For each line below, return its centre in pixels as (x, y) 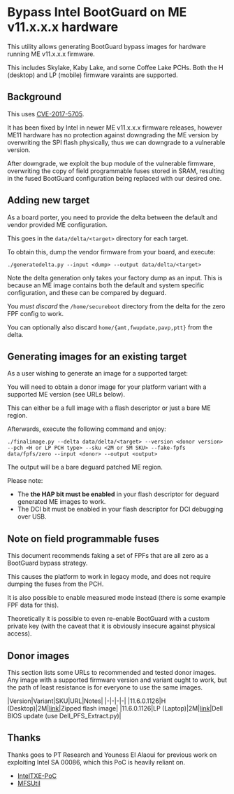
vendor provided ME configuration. (58, 224)
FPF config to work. (36, 313)
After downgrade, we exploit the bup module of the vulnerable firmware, (111, 163)
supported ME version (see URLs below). (66, 395)
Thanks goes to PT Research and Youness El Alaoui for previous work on (112, 755)
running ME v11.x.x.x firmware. (51, 54)
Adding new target (49, 200)
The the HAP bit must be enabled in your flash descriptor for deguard (118, 494)
